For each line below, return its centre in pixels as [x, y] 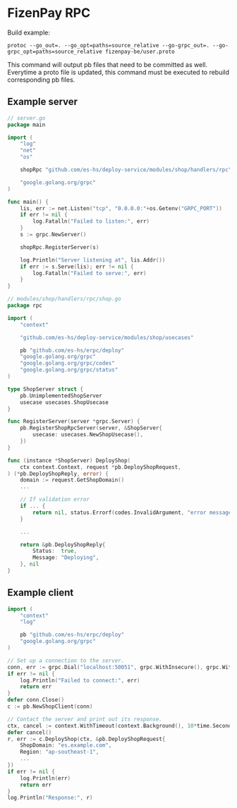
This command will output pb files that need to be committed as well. [108, 64]
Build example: [29, 32]
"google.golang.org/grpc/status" [69, 370]
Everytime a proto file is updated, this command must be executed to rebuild [119, 72]
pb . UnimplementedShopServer [61, 396]
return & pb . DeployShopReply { [63, 544]
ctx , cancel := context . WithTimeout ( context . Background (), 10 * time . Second [120, 726]
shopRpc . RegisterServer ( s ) [60, 247]
